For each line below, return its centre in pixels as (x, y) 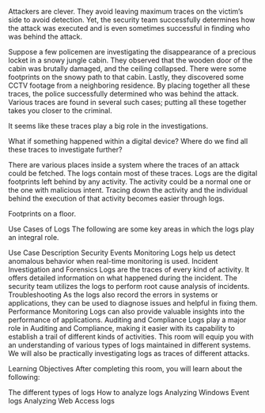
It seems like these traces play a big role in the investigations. (108, 126)
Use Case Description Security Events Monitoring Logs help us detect (122, 253)
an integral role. (34, 237)
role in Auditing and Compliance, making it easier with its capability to (122, 328)
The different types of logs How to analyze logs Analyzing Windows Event (129, 392)
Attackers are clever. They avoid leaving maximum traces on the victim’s (126, 11)
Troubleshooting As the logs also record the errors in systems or (113, 295)
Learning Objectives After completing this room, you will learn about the (125, 369)
